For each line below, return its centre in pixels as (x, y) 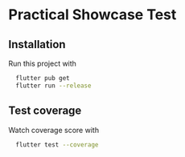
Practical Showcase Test (92, 15)
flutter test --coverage (57, 145)
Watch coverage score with (53, 130)
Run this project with (42, 63)
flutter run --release (53, 86)
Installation (37, 44)
